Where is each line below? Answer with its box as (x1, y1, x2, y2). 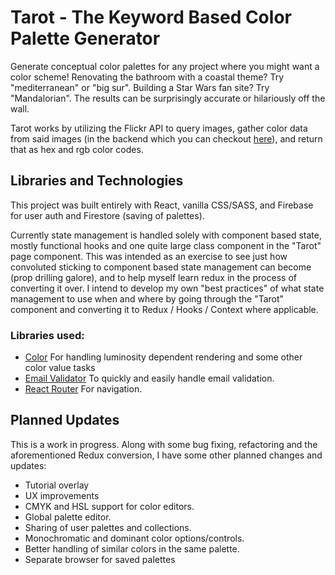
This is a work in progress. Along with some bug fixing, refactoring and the (10, 438, 318, 450)
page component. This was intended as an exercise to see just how (10, 250, 288, 262)
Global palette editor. (24, 511, 112, 523)
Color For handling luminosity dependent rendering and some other (24, 351, 303, 363)
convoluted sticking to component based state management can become (10, 261, 312, 273)
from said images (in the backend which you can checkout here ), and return (10, 132, 323, 145)
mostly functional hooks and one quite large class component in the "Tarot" (10, 239, 322, 251)
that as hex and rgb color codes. (10, 143, 144, 155)
